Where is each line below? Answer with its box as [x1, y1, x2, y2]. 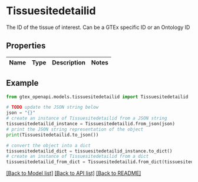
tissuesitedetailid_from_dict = [6, 159, 85, 165]
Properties [6, 41, 46, 51]
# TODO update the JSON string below [6, 105, 99, 110]
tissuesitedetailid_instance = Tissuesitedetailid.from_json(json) [6, 121, 176, 127]
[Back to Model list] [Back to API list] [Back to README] [6, 170, 141, 177]
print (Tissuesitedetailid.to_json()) [6, 132, 99, 138]
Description [52, 58, 85, 66]
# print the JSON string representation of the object [6, 126, 144, 132]
